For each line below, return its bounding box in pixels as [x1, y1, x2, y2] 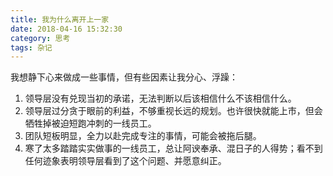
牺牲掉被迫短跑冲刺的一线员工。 [24, 117, 157, 130]
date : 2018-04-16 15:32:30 [10, 24, 123, 34]
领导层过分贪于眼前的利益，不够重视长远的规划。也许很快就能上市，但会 [24, 105, 323, 117]
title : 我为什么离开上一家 [10, 14, 110, 25]
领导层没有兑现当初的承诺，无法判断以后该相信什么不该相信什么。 [24, 92, 297, 105]
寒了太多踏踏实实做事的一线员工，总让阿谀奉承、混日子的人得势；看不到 [24, 142, 323, 155]
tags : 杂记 [10, 42, 53, 53]
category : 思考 [10, 33, 71, 43]
